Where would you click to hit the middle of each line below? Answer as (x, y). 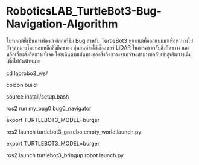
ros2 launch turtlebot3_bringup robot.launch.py (65, 155)
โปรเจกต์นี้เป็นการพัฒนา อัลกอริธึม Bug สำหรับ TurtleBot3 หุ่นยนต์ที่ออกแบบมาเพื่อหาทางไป (100, 40)
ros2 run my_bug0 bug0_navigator (49, 108)
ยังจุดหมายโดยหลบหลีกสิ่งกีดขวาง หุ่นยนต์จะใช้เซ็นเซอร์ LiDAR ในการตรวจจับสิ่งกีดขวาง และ (98, 47)
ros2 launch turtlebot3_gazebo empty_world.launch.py (74, 132)
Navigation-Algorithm (62, 24)
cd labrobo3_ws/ (27, 73)
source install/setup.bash (38, 96)
